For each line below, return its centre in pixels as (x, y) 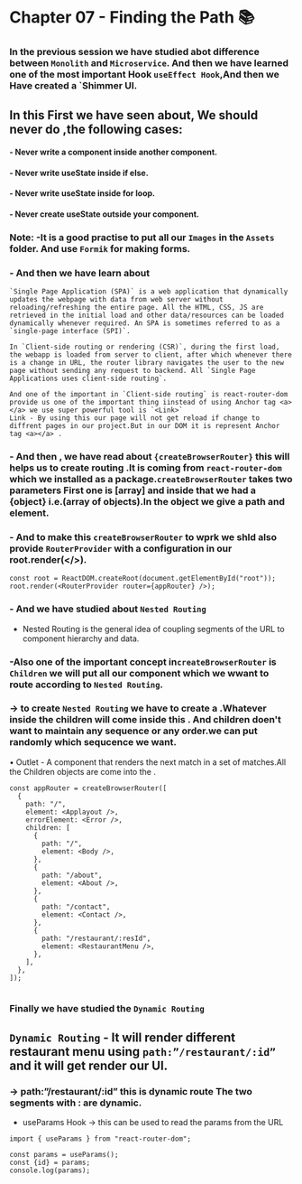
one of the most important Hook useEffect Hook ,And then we (144, 75)
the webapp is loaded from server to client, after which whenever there (151, 355)
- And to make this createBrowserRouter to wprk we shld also (143, 536)
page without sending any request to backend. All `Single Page (133, 371)
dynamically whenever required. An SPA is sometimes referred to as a (145, 323)
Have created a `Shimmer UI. (73, 86)
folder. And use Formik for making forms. (100, 248)
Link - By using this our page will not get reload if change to (134, 418)
